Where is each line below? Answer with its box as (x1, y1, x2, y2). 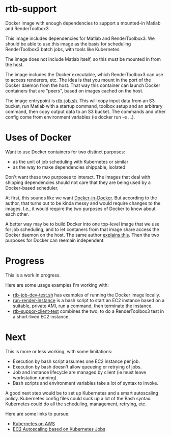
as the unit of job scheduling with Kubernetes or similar (12, 158, 129, 165)
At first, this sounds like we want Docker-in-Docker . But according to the (5, 195, 157, 201)
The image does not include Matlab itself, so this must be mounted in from (5, 56, 161, 62)
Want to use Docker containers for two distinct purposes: (5, 149, 126, 155)
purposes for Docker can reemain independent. (5, 237, 105, 243)
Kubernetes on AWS (12, 420, 55, 427)
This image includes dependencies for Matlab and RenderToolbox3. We (5, 35, 155, 41)
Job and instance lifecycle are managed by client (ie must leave (12, 369, 147, 375)
